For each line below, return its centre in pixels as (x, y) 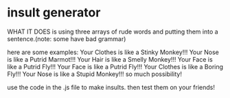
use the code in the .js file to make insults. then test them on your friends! (111, 87)
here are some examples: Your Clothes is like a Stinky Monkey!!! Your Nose (113, 52)
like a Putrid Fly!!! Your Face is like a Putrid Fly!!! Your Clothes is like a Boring (115, 66)
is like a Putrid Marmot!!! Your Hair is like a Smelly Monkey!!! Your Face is (110, 59)
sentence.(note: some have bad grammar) (67, 38)
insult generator (54, 13)
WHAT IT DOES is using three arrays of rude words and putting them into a (113, 32)
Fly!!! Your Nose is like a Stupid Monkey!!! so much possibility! (94, 74)
